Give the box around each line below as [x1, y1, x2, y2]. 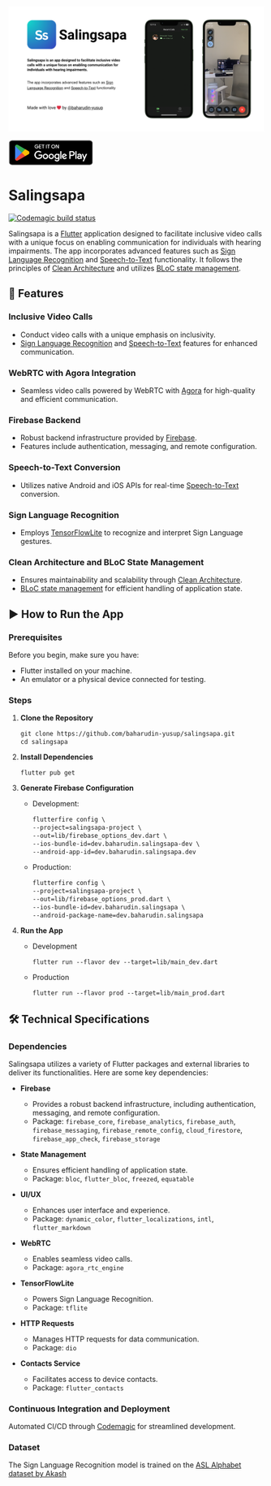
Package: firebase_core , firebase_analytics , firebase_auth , [32, 1116, 236, 1126]
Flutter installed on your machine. [19, 665, 132, 676]
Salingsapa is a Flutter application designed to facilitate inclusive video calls [8, 229, 262, 239]
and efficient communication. [19, 395, 118, 404]
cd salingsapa [19, 738, 68, 746]
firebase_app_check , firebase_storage [32, 1134, 161, 1143]
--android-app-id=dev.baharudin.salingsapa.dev [32, 848, 196, 857]
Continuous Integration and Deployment [8, 1403, 170, 1415]
